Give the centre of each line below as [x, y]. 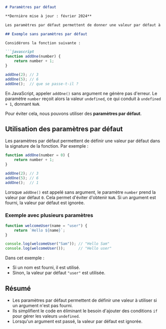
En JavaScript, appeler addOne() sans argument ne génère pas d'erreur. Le [81, 93]
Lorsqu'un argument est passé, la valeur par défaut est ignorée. [77, 322]
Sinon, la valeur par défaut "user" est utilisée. [59, 273]
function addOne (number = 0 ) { [37, 155]
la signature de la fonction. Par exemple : [47, 146]
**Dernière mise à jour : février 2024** [49, 16]
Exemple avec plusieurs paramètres [49, 216]
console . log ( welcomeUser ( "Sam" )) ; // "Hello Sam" [57, 244]
